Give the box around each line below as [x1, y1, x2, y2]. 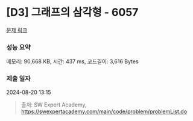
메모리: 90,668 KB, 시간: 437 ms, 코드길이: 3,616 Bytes [6, 58, 139, 65]
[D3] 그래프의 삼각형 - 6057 [6, 5, 139, 19]
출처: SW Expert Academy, [21, 101, 87, 108]
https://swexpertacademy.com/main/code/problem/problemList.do [21, 108, 188, 115]
